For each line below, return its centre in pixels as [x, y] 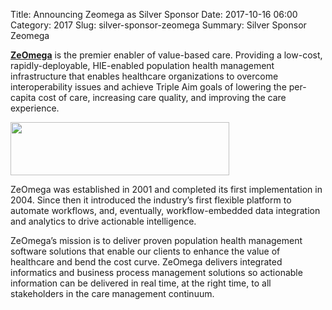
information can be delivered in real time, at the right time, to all [141, 283]
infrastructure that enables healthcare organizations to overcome [144, 76]
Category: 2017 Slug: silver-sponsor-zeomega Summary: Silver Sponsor [158, 25]
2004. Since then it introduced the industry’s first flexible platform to [151, 200]
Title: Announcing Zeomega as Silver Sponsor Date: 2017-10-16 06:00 [154, 14]
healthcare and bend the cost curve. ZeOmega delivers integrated [146, 262]
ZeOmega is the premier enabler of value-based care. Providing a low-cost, [166, 55]
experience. [35, 108]
